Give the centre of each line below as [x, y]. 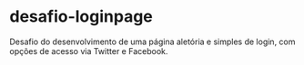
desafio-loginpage [81, 17]
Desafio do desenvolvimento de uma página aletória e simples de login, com [152, 42]
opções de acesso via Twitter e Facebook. [89, 51]
